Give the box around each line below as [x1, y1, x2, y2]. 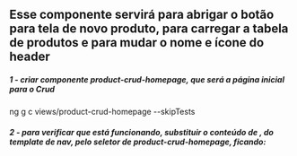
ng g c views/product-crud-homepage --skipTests [9, 107, 196, 117]
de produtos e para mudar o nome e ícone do [9, 35, 265, 50]
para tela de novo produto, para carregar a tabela [9, 22, 289, 37]
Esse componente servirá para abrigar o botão [9, 7, 275, 22]
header [9, 49, 51, 65]
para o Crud [9, 83, 56, 94]
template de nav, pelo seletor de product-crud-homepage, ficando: [9, 136, 266, 147]
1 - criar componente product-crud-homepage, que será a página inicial [9, 74, 285, 84]
